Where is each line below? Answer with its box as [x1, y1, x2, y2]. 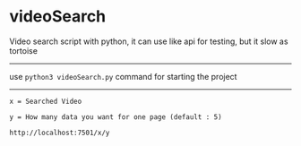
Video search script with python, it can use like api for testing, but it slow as [9, 36, 288, 47]
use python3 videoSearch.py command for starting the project [9, 71, 237, 82]
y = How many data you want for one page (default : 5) [9, 112, 222, 122]
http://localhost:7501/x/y [9, 128, 110, 137]
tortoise [9, 45, 39, 56]
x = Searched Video [9, 97, 82, 106]
